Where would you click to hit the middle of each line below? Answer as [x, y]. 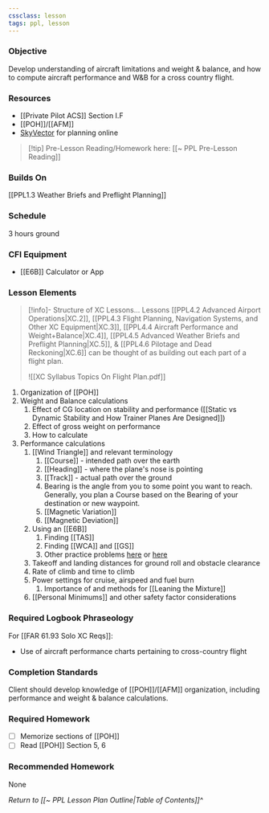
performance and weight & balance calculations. [88, 698]
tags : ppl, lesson [39, 23]
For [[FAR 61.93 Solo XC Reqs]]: [61, 635]
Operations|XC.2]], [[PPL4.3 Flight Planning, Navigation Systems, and [143, 319]
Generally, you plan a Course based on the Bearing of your [141, 495]
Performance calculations [63, 443]
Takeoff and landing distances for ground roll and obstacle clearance [146, 563]
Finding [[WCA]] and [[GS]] [89, 546]
